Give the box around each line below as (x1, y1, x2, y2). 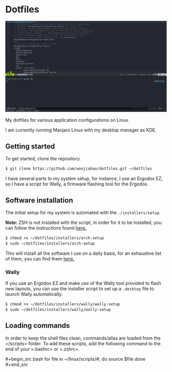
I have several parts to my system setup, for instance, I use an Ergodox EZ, (5, 176, 163, 182)
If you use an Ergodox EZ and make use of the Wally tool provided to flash (5, 280, 161, 286)
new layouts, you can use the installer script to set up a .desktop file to (5, 285, 155, 291)
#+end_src (5, 361, 28, 367)
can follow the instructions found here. (5, 225, 87, 231)
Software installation (5, 196, 73, 204)
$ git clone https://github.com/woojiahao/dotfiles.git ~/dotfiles (5, 166, 153, 172)
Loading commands (5, 321, 70, 330)
